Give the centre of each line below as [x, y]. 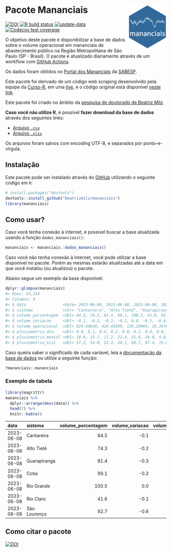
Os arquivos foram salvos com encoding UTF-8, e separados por [74, 143]
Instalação [23, 165]
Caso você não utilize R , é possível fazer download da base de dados [80, 112]
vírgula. [13, 149]
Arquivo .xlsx [27, 133]
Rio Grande [38, 486]
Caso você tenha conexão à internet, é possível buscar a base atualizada [82, 232]
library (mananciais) [27, 204]
